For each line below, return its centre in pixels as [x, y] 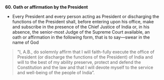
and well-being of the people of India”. [56, 72]
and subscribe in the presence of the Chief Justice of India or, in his [81, 27]
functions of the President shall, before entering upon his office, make [83, 22]
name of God [26, 42]
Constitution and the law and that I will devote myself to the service [85, 67]
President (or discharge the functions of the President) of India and [85, 57]
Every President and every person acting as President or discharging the [86, 16]
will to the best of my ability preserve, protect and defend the [79, 62]
